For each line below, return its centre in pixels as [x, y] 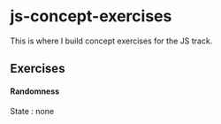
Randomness [35, 91]
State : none [32, 111]
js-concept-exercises [91, 16]
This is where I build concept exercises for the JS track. [111, 41]
